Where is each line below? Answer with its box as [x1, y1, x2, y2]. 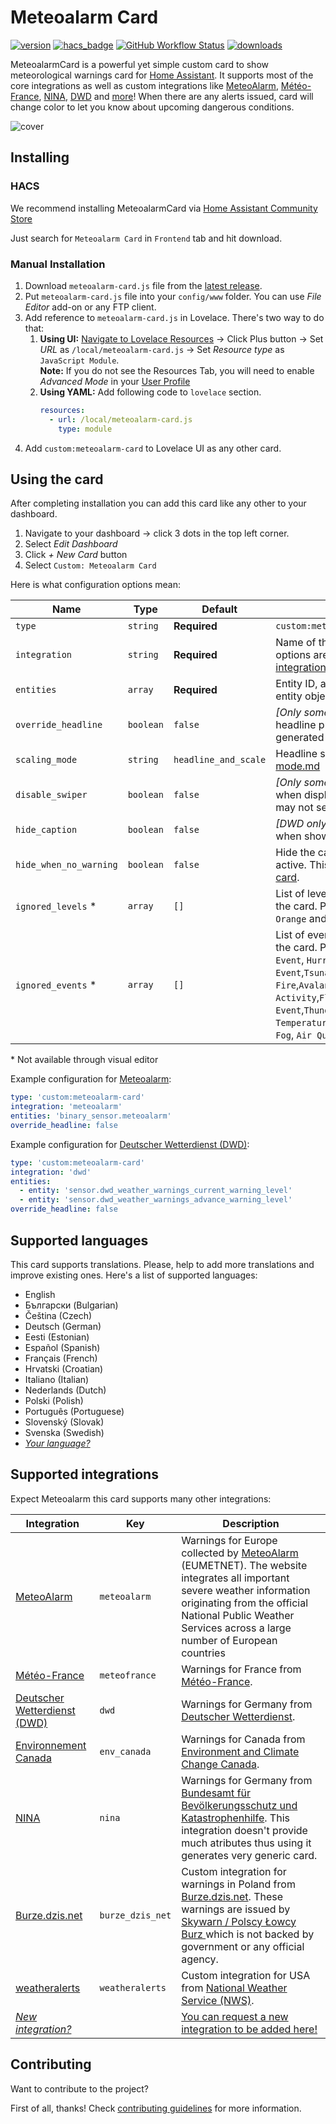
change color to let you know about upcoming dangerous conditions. [10, 101, 295, 113]
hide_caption [15, 824, 78, 836]
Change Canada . [181, 1757, 260, 1771]
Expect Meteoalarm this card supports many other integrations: [10, 1492, 272, 1505]
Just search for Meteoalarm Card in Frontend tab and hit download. [10, 232, 283, 244]
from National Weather [181, 1981, 288, 1995]
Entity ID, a [275, 677, 327, 691]
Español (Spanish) [24, 1341, 101, 1353]
